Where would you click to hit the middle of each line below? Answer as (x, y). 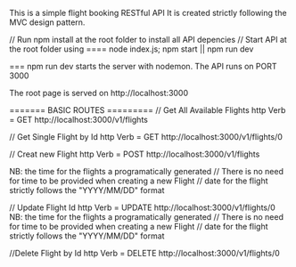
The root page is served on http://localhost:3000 (99, 93)
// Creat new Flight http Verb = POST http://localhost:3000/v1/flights (135, 154)
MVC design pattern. (47, 22)
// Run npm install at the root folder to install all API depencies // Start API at (148, 40)
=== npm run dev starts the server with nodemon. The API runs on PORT (144, 66)
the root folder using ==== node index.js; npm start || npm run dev (132, 49)
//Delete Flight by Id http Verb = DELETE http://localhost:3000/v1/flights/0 (145, 253)
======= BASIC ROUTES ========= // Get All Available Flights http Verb (148, 110)
